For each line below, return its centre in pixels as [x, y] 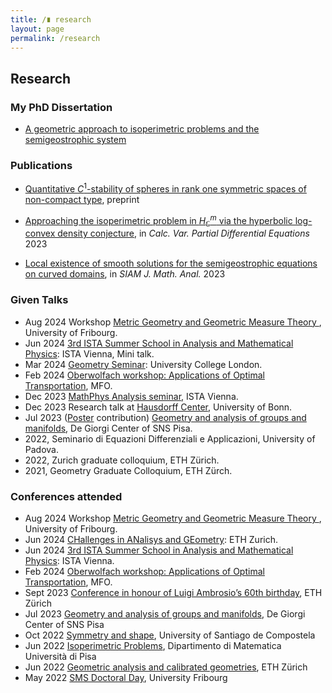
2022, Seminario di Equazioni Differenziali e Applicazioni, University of [170, 438]
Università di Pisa [60, 657]
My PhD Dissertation [61, 107]
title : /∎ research [51, 19]
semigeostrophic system [75, 140]
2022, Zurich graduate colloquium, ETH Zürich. [122, 460]
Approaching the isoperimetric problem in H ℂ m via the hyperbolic [158, 221]
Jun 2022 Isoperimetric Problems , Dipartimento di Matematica [153, 646]
